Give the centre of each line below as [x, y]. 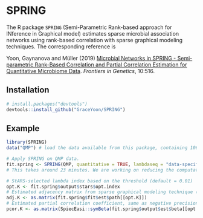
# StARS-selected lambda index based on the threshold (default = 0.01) [100, 181]
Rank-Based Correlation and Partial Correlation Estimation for [111, 65]
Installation [28, 90]
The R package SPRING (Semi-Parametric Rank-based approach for [89, 27]
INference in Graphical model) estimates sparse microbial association [93, 33]
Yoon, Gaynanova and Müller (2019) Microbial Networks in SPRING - [91, 58]
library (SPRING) [27, 143]
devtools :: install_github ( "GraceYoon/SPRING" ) [66, 109]
